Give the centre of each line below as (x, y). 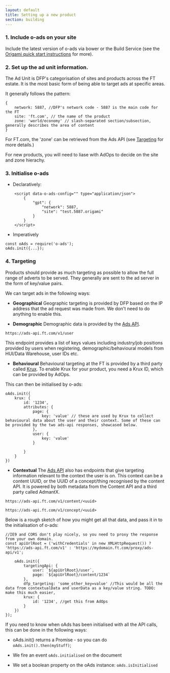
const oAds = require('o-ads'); (39, 244)
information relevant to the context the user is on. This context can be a (88, 475)
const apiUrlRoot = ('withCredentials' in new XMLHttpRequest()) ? (78, 543)
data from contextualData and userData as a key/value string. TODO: (81, 588)
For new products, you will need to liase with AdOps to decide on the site (82, 154)
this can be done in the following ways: (46, 630)
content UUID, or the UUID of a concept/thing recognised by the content (88, 481)
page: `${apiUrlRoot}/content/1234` (71, 575)
